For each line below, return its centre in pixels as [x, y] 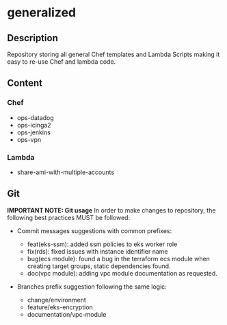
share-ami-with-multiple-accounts [66, 172]
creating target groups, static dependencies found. [99, 266]
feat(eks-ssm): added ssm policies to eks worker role [102, 244]
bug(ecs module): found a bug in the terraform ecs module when [119, 258]
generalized [42, 13]
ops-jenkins [34, 132]
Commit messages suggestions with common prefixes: [94, 230]
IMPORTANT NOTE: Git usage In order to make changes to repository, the [111, 210]
